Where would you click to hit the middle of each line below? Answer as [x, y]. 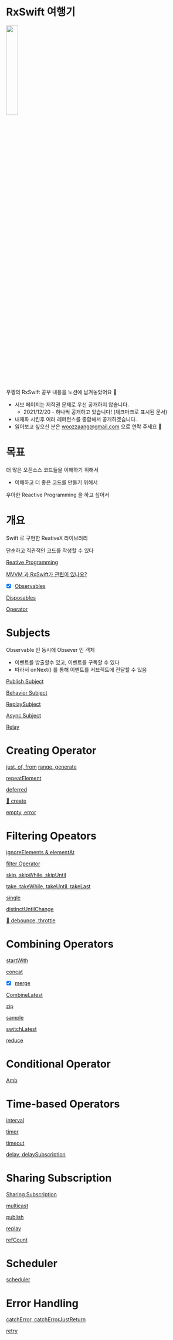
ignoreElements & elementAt [40, 852]
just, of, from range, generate [42, 767]
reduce [15, 1040]
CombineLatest [24, 994]
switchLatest [21, 1029]
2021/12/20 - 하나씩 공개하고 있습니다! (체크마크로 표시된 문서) [95, 412]
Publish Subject [25, 681]
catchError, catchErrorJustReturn [46, 1319]
